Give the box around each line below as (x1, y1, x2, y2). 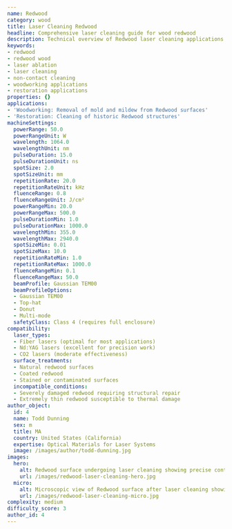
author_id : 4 (7, 512, 45, 519)
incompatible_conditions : (13, 383, 88, 390)
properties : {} (7, 94, 51, 101)
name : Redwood (7, 10, 48, 17)
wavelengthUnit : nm (13, 145, 70, 152)
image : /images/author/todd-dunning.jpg (13, 447, 131, 454)
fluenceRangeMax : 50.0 (13, 274, 79, 281)
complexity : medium (7, 499, 64, 505)
